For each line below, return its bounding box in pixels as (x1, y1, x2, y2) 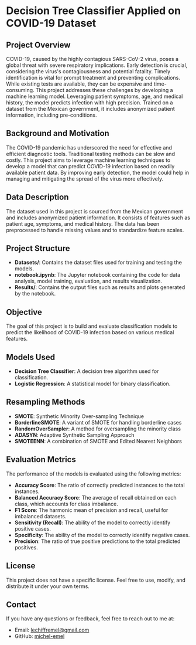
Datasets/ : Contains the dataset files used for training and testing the (14, 259, 183, 266)
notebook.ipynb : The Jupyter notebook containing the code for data (14, 271, 181, 279)
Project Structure (6, 243, 70, 253)
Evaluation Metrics (6, 454, 76, 464)
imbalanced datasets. (14, 512, 67, 520)
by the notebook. (14, 290, 56, 297)
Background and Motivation (6, 128, 109, 138)
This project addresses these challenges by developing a (35, 87, 174, 93)
